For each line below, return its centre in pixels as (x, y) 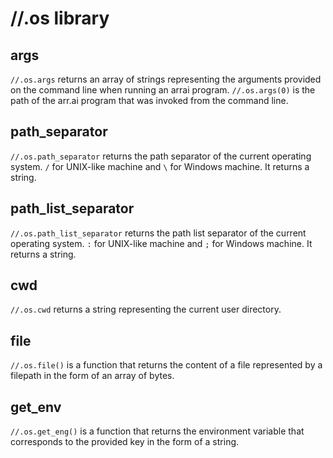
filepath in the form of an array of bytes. (92, 376)
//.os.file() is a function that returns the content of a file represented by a (166, 365)
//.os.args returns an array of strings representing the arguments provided (166, 79)
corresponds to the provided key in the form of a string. (125, 442)
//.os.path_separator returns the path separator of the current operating (161, 156)
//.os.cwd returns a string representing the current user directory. (146, 309)
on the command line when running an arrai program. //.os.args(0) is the (163, 90)
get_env (36, 407)
